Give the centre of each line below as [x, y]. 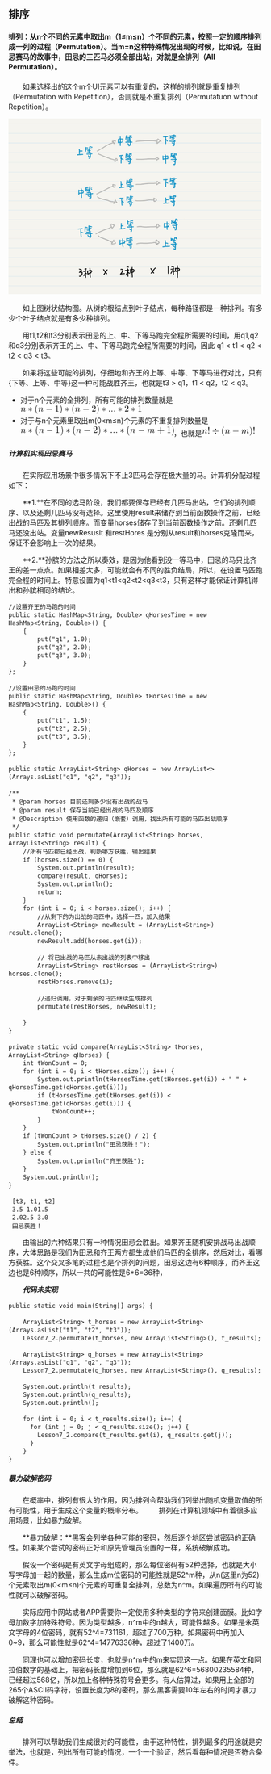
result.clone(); [35, 933]
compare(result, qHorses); [83, 876]
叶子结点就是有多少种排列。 [68, 318]
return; [50, 892]
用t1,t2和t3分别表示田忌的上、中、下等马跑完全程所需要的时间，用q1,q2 [141, 336]
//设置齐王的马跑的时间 [42, 607]
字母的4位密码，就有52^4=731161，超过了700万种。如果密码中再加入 [129, 1633]
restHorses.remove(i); [75, 982]
